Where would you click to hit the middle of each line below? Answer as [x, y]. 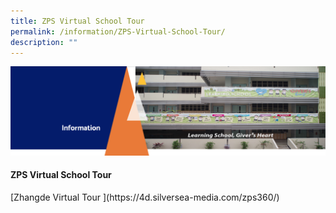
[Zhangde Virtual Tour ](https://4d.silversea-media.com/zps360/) [145, 197]
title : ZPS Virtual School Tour [77, 21]
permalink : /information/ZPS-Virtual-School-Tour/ [118, 31]
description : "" [44, 42]
